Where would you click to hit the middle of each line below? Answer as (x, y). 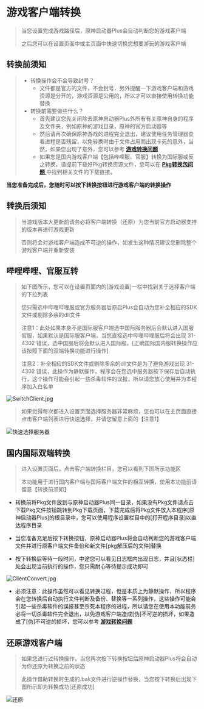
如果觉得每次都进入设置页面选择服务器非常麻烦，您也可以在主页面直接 (109, 412)
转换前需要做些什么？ (57, 111)
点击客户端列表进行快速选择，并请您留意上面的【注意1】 (91, 419)
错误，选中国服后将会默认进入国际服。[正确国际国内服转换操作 (114, 343)
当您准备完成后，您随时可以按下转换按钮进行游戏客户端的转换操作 (89, 185)
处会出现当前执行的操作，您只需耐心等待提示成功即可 (82, 566)
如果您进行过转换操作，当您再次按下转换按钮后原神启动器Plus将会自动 (109, 658)
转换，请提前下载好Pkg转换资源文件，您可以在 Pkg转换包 (116, 164)
